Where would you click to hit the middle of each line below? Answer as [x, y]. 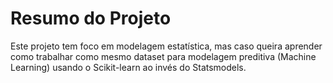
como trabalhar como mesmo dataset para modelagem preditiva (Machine [163, 56]
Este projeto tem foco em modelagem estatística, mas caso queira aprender [166, 46]
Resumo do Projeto [91, 18]
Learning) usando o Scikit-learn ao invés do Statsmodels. [128, 67]
